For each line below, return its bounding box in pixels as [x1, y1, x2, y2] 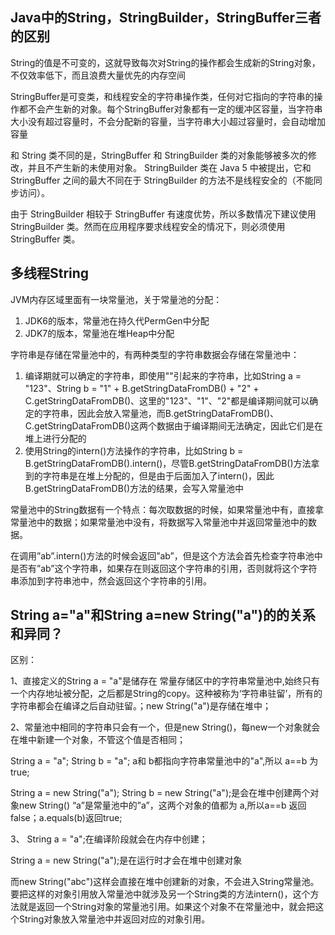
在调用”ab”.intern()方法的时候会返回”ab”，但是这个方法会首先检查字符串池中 [10, 549, 323, 562]
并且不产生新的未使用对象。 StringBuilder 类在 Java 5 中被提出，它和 [27, 161, 312, 173]
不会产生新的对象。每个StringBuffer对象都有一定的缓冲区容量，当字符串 [27, 103, 323, 115]
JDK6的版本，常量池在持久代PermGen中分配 [24, 314, 210, 327]
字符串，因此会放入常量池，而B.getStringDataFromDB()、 [42, 407, 280, 419]
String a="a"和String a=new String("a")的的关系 [10, 607, 316, 624]
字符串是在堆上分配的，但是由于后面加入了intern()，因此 [42, 469, 275, 482]
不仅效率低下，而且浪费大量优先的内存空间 [10, 69, 186, 81]
